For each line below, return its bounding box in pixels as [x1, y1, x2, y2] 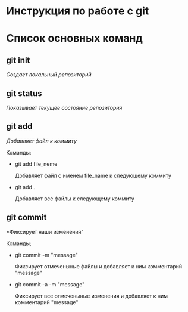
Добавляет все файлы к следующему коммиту [14, 195, 135, 202]
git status [6, 88, 42, 98]
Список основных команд [6, 32, 143, 45]
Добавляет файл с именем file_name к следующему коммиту [14, 172, 171, 179]
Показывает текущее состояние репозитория [6, 104, 123, 111]
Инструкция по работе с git [6, 4, 149, 18]
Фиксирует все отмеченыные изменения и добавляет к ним [14, 292, 168, 299]
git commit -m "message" [14, 251, 79, 258]
